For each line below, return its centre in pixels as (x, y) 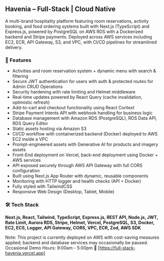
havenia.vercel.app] (25, 253)
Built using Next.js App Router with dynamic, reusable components (80, 176)
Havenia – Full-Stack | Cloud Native (61, 9)
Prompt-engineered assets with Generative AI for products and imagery (85, 144)
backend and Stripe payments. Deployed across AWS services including (79, 37)
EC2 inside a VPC (30, 139)
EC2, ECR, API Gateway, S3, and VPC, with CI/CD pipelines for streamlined (81, 42)
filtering (20, 76)
